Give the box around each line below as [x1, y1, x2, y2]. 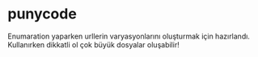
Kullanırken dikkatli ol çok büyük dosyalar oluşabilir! [7, 39, 180, 49]
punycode [7, 5, 78, 23]
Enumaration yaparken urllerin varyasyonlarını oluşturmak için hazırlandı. [7, 31, 250, 41]
